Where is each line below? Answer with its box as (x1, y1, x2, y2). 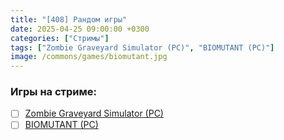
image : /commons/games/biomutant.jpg (10, 52, 168, 62)
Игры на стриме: (10, 85, 97, 99)
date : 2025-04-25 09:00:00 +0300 (10, 24, 150, 34)
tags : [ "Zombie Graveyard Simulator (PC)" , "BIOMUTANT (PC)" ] (10, 42, 275, 53)
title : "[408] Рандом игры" (10, 14, 128, 25)
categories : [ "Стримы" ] (10, 33, 110, 43)
